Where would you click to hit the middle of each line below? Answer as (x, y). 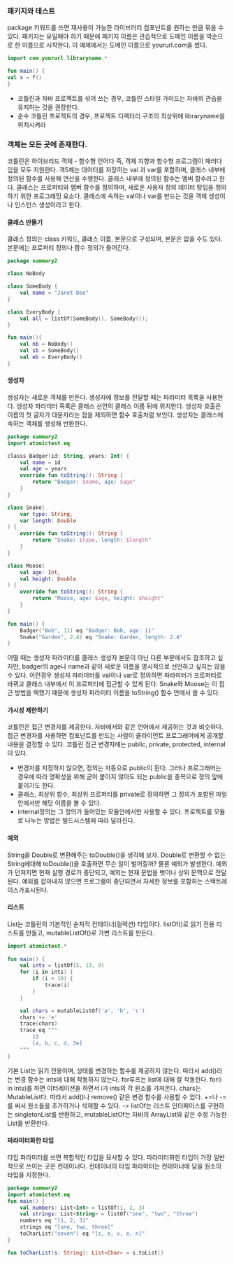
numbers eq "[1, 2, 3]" (54, 1221)
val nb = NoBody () (46, 344)
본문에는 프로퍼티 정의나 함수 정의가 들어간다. (69, 248)
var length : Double (48, 521)
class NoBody (26, 274)
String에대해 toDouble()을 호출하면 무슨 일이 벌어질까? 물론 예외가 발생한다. (111, 863)
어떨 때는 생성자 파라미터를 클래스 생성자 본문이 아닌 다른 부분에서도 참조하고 (112, 658)
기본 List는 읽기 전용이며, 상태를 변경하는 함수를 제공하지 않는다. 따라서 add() (112, 1070)
